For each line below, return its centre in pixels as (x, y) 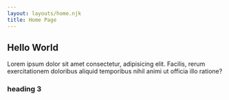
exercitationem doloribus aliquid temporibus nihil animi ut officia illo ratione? (115, 71)
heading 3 (24, 89)
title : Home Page (32, 20)
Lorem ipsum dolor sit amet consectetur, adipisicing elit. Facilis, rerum (106, 64)
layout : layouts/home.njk (44, 13)
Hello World (33, 48)
